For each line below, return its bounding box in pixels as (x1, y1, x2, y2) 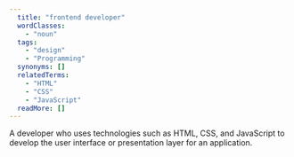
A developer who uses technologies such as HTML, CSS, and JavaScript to (9, 128, 285, 138)
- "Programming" (25, 54, 86, 63)
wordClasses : (17, 21, 66, 30)
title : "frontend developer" (17, 12, 126, 22)
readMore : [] (17, 104, 66, 113)
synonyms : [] (17, 63, 66, 72)
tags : (17, 37, 38, 47)
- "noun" (25, 29, 58, 38)
